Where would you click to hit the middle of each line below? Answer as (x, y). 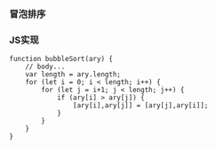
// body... (45, 67)
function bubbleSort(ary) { (61, 59)
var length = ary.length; (73, 74)
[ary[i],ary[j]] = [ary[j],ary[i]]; (140, 106)
